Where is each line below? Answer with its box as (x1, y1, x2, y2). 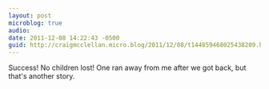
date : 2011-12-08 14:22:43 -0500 (8, 33, 120, 42)
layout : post (8, 11, 52, 20)
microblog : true (8, 19, 62, 27)
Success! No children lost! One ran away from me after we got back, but (8, 63, 247, 72)
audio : (8, 26, 30, 34)
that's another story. (8, 72, 75, 81)
